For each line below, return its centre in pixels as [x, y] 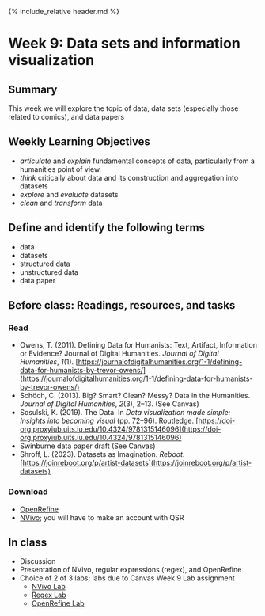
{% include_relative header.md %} [64, 11]
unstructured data [49, 272]
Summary [33, 89]
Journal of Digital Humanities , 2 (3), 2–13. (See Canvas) [109, 404]
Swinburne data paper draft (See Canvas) [87, 446]
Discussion [38, 561]
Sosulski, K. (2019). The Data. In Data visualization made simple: [125, 413]
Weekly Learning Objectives [79, 142]
